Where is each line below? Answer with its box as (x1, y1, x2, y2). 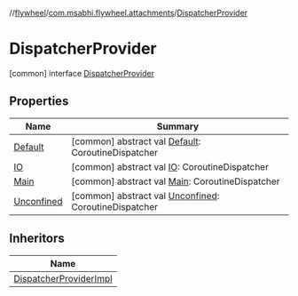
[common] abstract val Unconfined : (70, 189, 220, 202)
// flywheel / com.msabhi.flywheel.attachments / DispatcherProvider (9, 8, 248, 18)
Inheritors (9, 231, 65, 246)
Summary (156, 120, 200, 132)
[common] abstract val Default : (70, 135, 201, 148)
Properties (9, 93, 69, 109)
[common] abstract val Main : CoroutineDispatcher (70, 175, 280, 188)
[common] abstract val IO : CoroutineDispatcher (70, 160, 269, 172)
